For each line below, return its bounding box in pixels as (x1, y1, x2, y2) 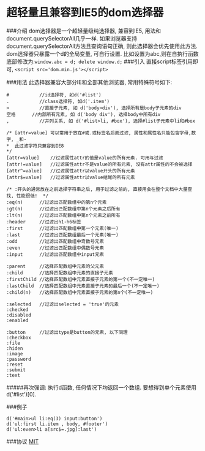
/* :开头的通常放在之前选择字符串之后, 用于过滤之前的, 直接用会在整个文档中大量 (6, 186, 188, 192)
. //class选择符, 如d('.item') (6, 98, 110, 104)
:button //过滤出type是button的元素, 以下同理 (6, 329, 128, 335)
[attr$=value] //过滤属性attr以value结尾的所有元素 (6, 174, 135, 180)
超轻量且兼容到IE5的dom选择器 (6, 6, 164, 20)
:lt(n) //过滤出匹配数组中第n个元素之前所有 (6, 212, 121, 218)
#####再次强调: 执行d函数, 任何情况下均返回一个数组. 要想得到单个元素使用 (6, 384, 197, 391)
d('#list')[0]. (6, 390, 37, 398)
